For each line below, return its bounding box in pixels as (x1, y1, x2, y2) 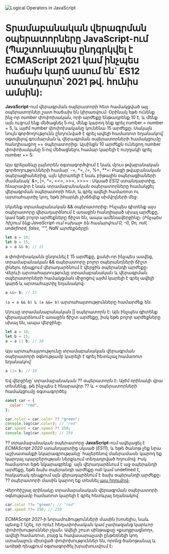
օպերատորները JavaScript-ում (5, 33, 148, 45)
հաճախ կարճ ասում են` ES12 (5, 66, 140, 77)
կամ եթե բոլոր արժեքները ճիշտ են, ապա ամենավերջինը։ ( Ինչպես (5, 214, 162, 220)
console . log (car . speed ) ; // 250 (5, 431, 73, 436)
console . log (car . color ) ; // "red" (5, 421, 78, 426)
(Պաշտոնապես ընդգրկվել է (5, 44, 133, 56)
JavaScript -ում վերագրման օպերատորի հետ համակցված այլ (5, 104, 148, 110)
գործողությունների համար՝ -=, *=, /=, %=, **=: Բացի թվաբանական (5, 167, 161, 173)
